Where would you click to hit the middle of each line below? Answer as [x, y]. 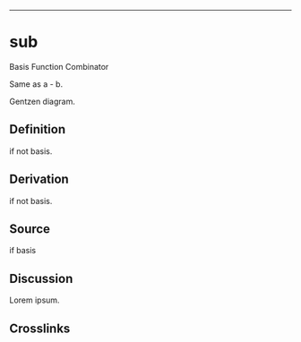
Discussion [41, 278]
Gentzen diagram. [43, 101]
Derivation [39, 180]
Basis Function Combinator [59, 66]
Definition [37, 129]
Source [30, 229]
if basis [23, 251]
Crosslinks [40, 328]
